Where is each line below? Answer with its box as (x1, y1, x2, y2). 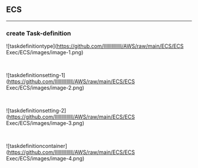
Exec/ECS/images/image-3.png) (6, 120, 84, 127)
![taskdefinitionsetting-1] (6, 72, 66, 79)
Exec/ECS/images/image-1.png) (6, 49, 84, 56)
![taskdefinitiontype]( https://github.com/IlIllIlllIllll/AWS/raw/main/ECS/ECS (6, 42, 184, 50)
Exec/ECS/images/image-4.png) (6, 155, 85, 162)
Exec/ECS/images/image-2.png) (6, 84, 84, 91)
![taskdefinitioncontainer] (6, 143, 68, 150)
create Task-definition (6, 29, 71, 37)
